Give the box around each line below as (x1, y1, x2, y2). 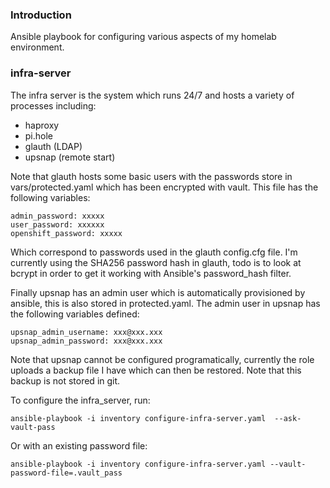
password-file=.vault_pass (10, 468, 123, 478)
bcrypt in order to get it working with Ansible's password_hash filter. (10, 267, 292, 279)
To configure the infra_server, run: (10, 394, 151, 406)
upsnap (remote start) (24, 151, 116, 163)
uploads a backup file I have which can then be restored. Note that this (10, 364, 302, 376)
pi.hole (24, 129, 54, 142)
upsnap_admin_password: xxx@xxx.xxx (10, 336, 163, 346)
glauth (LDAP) (24, 140, 83, 152)
